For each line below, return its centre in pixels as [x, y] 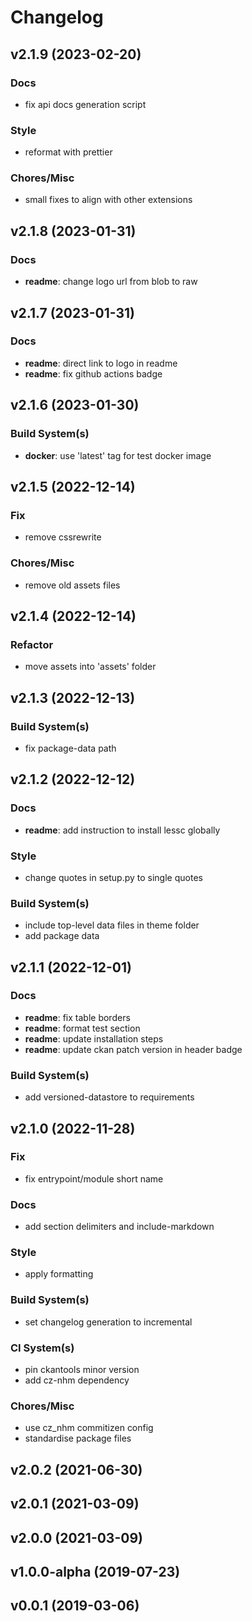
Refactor [32, 644]
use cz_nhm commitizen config [89, 1428]
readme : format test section [82, 1028]
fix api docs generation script [85, 104]
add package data [62, 936]
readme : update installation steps [94, 1038]
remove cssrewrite [63, 537]
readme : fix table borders [77, 1017]
